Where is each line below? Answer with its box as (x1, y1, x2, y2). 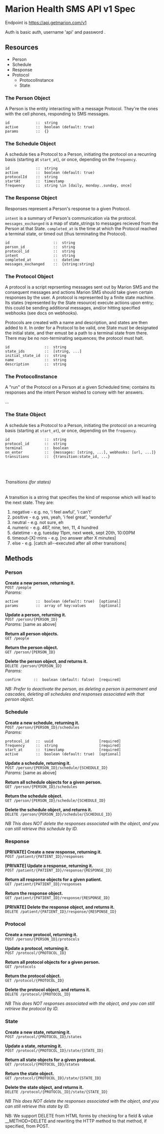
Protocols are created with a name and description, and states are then (5, 319, 148, 325)
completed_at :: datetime (5, 257, 80, 262)
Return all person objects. (5, 631, 59, 637)
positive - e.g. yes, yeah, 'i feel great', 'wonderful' (12, 514, 112, 520)
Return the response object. (5, 890, 63, 897)
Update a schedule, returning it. (5, 760, 71, 766)
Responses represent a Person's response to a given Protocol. (5, 206, 131, 212)
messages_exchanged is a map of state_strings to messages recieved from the (5, 220, 159, 226)
